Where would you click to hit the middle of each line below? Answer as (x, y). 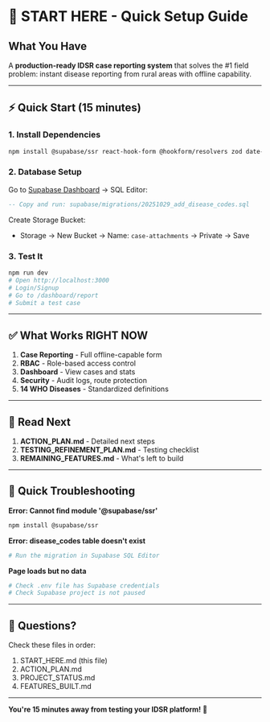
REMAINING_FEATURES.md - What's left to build (102, 459)
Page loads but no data (47, 571)
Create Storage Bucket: (47, 220)
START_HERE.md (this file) (64, 661)
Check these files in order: (52, 645)
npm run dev (28, 273)
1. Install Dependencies (55, 134)
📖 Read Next (39, 422)
